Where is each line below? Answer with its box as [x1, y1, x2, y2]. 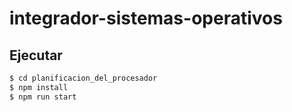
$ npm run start [9, 92, 77, 102]
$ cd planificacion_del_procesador [9, 73, 158, 83]
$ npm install [9, 82, 69, 92]
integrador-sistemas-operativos [9, 7, 283, 30]
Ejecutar [9, 47, 63, 64]
